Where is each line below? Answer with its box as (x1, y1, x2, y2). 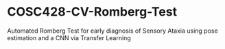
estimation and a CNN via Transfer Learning (7, 33, 132, 42)
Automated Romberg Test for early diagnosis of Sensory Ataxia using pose (7, 27, 218, 35)
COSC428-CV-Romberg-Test (7, 4, 177, 20)
